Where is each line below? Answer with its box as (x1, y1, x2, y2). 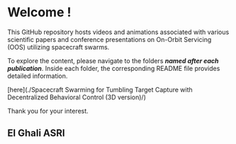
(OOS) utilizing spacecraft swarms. (7, 43, 110, 51)
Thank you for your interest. (7, 106, 89, 115)
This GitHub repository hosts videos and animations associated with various (7, 28, 230, 36)
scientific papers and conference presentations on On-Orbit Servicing (7, 35, 212, 43)
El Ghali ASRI (7, 127, 65, 139)
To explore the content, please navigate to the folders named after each (7, 56, 219, 65)
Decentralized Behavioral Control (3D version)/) (7, 93, 147, 101)
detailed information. (7, 72, 68, 80)
